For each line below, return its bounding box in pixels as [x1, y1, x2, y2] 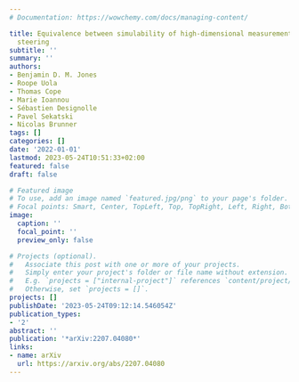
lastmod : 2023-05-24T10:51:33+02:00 [9, 153, 145, 162]
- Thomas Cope [9, 86, 62, 96]
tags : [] [9, 128, 42, 138]
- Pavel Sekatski [9, 112, 74, 121]
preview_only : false [17, 235, 93, 245]
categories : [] [9, 137, 66, 146]
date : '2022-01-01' [9, 145, 82, 154]
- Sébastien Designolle [9, 103, 98, 112]
